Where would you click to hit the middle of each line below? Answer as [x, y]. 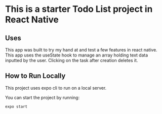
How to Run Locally [35, 76]
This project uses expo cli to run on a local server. [56, 88]
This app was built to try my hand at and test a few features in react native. [81, 50]
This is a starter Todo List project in [79, 9]
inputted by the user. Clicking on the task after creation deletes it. [72, 60]
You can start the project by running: [42, 97]
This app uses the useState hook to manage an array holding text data [77, 55]
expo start [16, 107]
